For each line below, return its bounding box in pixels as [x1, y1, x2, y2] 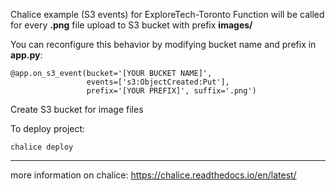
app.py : [10, 49, 43, 61]
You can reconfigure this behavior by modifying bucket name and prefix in [10, 39, 317, 50]
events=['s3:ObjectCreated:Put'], [86, 77, 230, 87]
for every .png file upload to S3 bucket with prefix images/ [10, 19, 253, 31]
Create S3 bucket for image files [10, 104, 144, 115]
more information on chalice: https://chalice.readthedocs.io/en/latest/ [10, 169, 297, 181]
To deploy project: [10, 123, 86, 134]
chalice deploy [10, 142, 74, 152]
